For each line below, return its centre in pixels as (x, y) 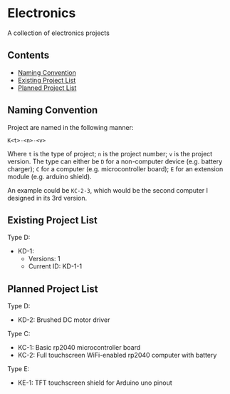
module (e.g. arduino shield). (49, 176)
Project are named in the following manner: (70, 127)
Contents (28, 55)
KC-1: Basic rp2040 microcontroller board (79, 348)
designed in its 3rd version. (47, 198)
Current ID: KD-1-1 (55, 266)
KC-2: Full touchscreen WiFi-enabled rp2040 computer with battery (117, 355)
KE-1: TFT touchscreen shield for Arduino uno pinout (95, 383)
